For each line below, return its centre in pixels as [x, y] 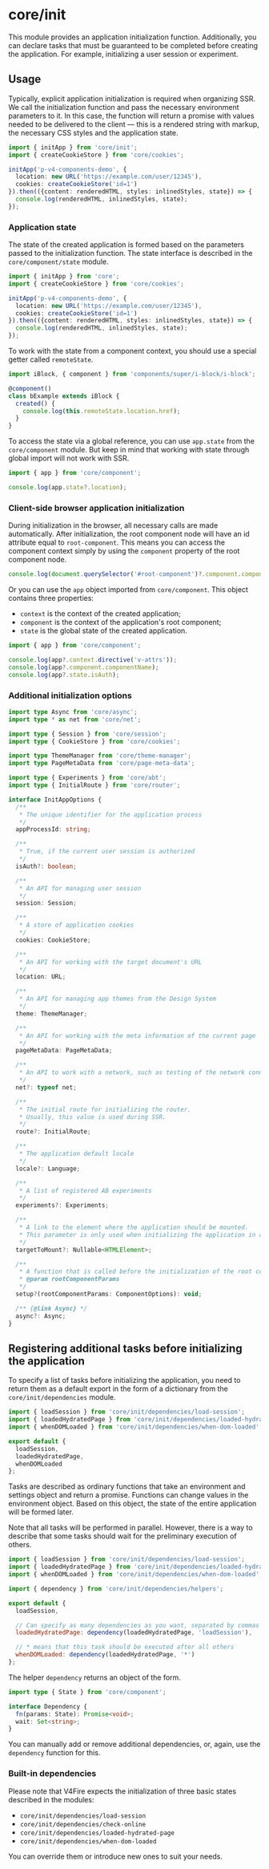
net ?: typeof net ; [46, 1087]
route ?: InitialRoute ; [53, 1132]
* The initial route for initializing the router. [105, 1109]
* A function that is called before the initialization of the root [135, 1272]
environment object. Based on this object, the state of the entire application [132, 1504]
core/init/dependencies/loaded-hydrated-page [97, 1833]
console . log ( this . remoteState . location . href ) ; [102, 411]
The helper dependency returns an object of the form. [95, 1677]
